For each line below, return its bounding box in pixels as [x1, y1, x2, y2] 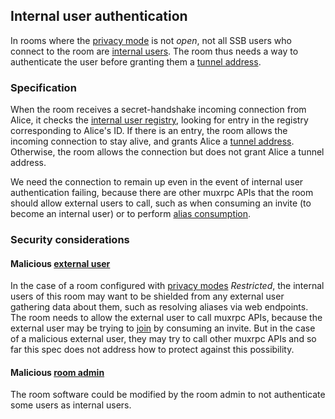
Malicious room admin [10, 366, 105, 378]
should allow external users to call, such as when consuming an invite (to [10, 197, 312, 209]
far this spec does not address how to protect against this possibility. [10, 344, 295, 356]
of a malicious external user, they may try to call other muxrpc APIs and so [10, 333, 317, 345]
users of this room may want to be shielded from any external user [10, 290, 285, 303]
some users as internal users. [10, 399, 132, 411]
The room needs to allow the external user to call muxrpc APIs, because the [10, 312, 323, 324]
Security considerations [10, 233, 130, 247]
